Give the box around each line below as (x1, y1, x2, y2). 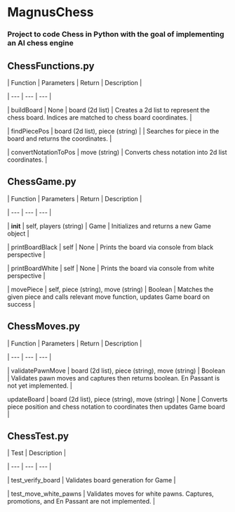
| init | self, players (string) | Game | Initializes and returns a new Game (7, 222, 212, 230)
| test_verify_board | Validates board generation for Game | (7, 476, 176, 485)
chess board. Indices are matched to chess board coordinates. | (7, 113, 192, 122)
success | (7, 300, 36, 308)
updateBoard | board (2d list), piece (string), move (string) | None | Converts (7, 395, 228, 403)
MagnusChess (7, 4, 94, 20)
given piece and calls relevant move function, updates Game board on (7, 293, 210, 301)
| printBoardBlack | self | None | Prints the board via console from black (7, 243, 214, 251)
